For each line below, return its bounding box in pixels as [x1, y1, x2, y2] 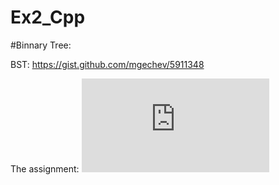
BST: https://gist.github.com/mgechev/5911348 [10, 58, 205, 70]
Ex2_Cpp [10, 6, 86, 29]
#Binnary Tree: [10, 39, 72, 51]
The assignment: [10, 162, 80, 175]
